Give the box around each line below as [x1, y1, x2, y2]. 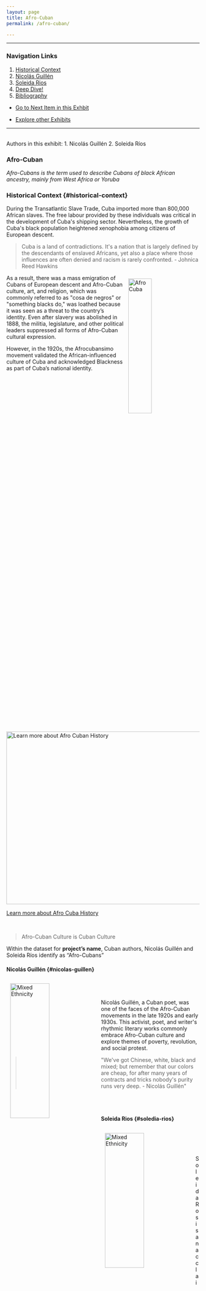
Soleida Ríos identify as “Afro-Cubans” [6, 951, 104, 959]
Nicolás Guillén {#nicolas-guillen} [6, 965, 95, 973]
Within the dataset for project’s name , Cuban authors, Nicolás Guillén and [6, 945, 194, 953]
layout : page [6, 9, 40, 15]
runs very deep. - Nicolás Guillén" [101, 1082, 187, 1090]
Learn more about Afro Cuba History [6, 910, 99, 917]
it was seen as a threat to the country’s [6, 307, 104, 314]
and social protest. [101, 1045, 148, 1052]
